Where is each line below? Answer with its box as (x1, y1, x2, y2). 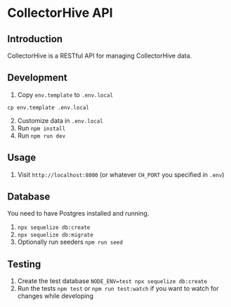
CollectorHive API (7, 5, 114, 21)
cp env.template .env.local (7, 104, 90, 111)
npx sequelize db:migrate (17, 232, 93, 239)
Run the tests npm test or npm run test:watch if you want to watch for (17, 285, 219, 293)
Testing (7, 258, 41, 270)
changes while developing (17, 292, 93, 300)
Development (7, 72, 68, 84)
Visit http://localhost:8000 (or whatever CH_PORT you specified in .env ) (17, 170, 225, 178)
